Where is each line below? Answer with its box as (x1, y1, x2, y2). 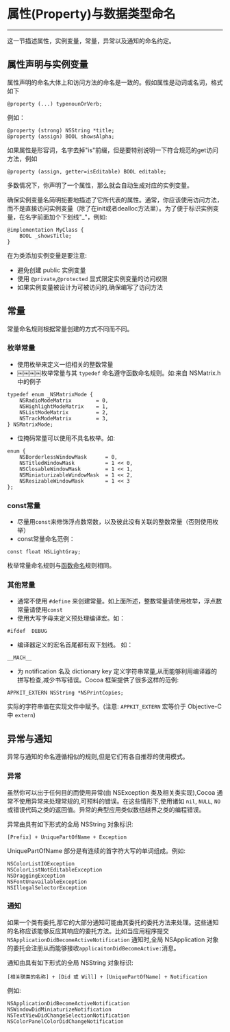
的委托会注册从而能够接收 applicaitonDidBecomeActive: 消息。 (7, 944, 180, 952)
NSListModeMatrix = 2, (19, 409, 109, 416)
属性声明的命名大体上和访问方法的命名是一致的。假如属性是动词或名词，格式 (7, 78, 223, 86)
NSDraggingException (7, 872, 66, 879)
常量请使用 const (16, 605, 63, 614)
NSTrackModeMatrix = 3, (19, 415, 109, 422)
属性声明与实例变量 (7, 59, 88, 71)
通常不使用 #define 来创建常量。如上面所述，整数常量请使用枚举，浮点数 (16, 597, 222, 605)
